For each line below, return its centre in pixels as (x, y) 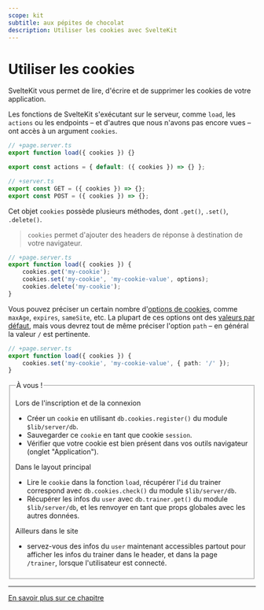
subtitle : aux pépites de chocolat (66, 23)
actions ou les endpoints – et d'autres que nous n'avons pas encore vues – (130, 123)
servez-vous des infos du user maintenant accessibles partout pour (136, 546)
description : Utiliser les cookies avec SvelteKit (93, 30)
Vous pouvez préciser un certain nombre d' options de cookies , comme (123, 309)
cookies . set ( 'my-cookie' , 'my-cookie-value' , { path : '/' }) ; (126, 363)
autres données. (53, 516)
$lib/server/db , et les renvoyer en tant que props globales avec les (136, 508)
